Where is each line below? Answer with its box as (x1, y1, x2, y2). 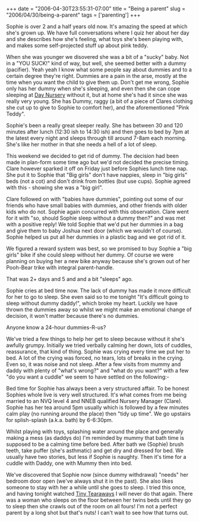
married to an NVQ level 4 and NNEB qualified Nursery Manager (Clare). (6, 398, 183, 404)
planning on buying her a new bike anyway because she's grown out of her (6, 258, 190, 264)
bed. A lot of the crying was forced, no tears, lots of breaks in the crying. (6, 354, 184, 361)
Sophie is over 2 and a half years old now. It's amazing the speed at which (6, 23, 188, 30)
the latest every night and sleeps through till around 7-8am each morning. (6, 135, 187, 142)
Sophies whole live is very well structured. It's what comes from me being (6, 391, 187, 398)
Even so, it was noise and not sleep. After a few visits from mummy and (6, 361, 181, 368)
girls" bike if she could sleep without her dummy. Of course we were (6, 251, 174, 258)
